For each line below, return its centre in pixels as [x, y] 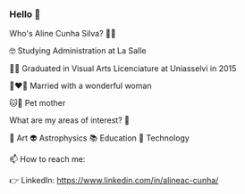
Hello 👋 [25, 14]
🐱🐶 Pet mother [38, 103]
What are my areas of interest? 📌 [69, 120]
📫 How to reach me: [47, 159]
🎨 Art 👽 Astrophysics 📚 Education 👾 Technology [99, 138]
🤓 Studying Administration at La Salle [78, 51]
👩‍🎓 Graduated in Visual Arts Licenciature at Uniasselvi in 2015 [123, 69]
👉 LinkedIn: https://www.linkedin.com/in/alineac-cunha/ [114, 181]
